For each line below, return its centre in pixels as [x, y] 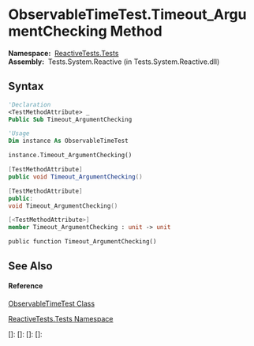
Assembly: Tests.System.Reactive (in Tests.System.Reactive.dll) [114, 62]
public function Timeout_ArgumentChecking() [82, 242]
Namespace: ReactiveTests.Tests [64, 53]
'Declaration [30, 104]
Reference [26, 286]
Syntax [26, 86]
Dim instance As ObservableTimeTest [68, 141]
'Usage [19, 134]
